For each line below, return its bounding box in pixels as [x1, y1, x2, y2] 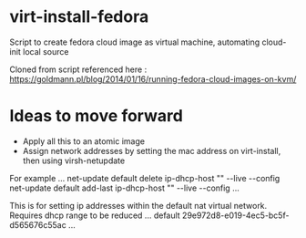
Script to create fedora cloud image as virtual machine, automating [9, 36, 260, 47]
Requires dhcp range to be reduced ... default [9, 210, 180, 221]
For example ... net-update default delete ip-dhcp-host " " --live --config [9, 172, 280, 183]
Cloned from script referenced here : [9, 64, 148, 75]
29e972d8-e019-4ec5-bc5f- [181, 210, 290, 221]
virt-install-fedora [9, 6, 149, 27]
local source [22, 46, 69, 57]
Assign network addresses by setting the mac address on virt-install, [22, 145, 281, 156]
